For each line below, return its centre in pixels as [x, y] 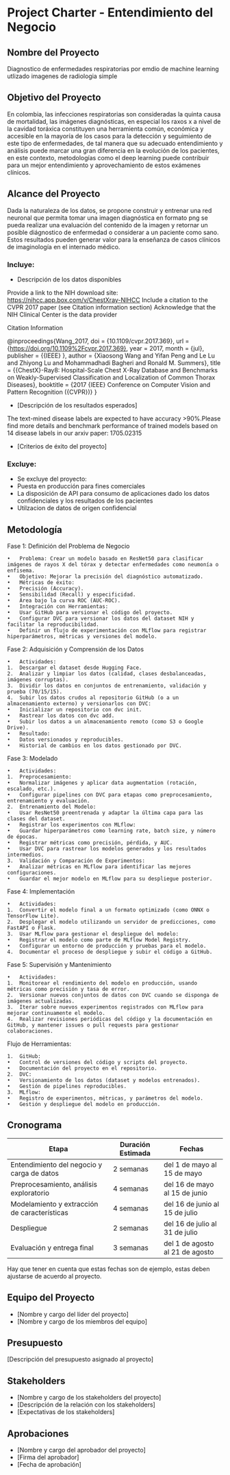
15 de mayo [183, 1173]
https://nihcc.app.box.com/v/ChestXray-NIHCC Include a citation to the [108, 300]
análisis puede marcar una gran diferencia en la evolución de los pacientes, [114, 150]
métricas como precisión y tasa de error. [68, 989]
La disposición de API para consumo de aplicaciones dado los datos [113, 494]
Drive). [18, 728]
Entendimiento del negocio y [56, 1164]
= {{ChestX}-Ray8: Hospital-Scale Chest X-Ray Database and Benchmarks [113, 370]
